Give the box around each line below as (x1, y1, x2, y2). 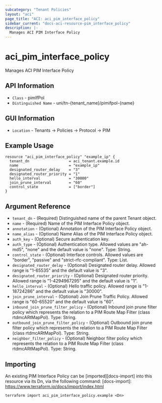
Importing (5, 360, 36, 369)
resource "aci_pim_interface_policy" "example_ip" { (5, 154, 115, 160)
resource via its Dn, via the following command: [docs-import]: (5, 378, 132, 384)
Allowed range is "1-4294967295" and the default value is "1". (12, 278, 138, 284)
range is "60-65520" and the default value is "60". (12, 299, 114, 305)
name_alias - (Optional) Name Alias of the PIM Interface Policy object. (12, 231, 153, 237)
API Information (5, 82, 54, 90)
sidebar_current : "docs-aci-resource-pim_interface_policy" (5, 21, 131, 26)
